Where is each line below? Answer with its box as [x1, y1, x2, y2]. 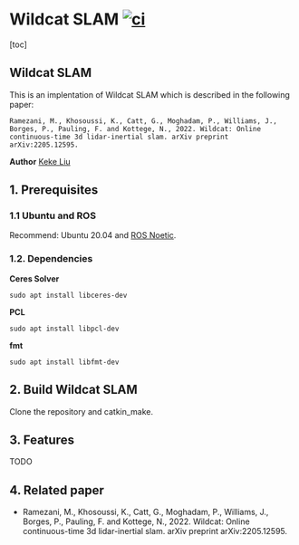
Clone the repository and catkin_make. [9, 406, 154, 416]
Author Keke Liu [9, 156, 71, 167]
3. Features [9, 432, 75, 447]
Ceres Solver [9, 272, 60, 284]
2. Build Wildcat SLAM [9, 382, 138, 397]
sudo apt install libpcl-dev [9, 324, 120, 333]
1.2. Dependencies [9, 253, 93, 265]
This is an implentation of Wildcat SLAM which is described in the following [9, 89, 290, 100]
